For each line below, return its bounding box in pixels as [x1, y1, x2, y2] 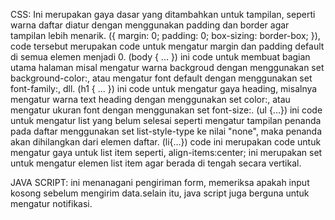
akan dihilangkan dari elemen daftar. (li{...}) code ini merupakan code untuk [10, 136, 322, 148]
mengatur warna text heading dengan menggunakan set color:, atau [10, 94, 291, 105]
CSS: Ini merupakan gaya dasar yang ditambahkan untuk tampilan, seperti [10, 9, 316, 20]
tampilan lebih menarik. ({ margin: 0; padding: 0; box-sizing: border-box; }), [10, 30, 321, 41]
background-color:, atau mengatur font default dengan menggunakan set [10, 72, 313, 84]
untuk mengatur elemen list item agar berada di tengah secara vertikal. [10, 157, 302, 169]
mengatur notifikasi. [10, 198, 93, 209]
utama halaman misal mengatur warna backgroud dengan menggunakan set [10, 62, 325, 73]
